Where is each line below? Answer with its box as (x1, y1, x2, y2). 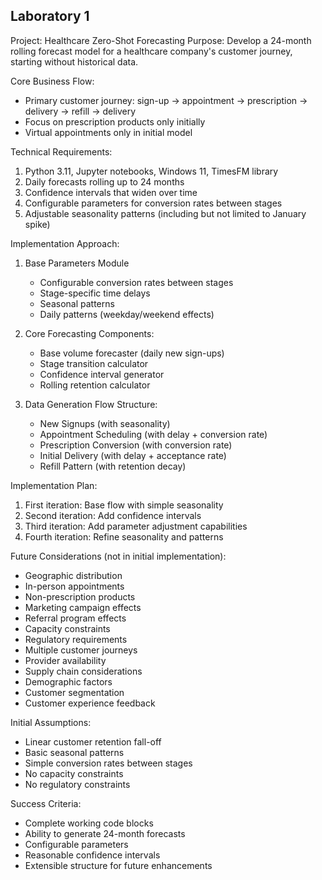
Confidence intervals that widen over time (24, 186, 198, 198)
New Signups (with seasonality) (39, 417, 171, 429)
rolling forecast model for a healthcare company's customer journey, (10, 45, 293, 57)
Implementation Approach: (10, 237, 120, 249)
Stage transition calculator (39, 357, 149, 369)
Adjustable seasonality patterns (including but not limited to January (24, 207, 307, 219)
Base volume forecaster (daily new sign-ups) (39, 347, 225, 359)
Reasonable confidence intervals (24, 849, 161, 861)
